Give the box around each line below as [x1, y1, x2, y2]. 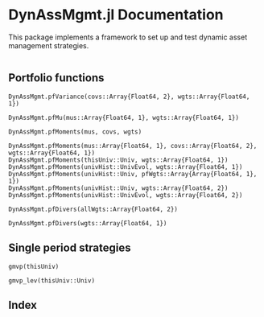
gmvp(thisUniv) [8, 262, 60, 270]
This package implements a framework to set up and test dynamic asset [8, 32, 248, 42]
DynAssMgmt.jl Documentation [8, 6, 224, 24]
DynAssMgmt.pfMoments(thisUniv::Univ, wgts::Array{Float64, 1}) [8, 155, 229, 164]
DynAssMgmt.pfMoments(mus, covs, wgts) [8, 127, 142, 136]
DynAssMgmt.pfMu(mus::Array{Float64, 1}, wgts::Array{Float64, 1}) [8, 113, 240, 121]
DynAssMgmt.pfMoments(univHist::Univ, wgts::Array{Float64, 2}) [8, 183, 229, 192]
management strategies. [8, 40, 89, 50]
